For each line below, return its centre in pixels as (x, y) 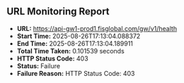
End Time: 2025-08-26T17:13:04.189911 (75, 43)
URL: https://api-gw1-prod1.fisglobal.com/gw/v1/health (97, 28)
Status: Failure (39, 65)
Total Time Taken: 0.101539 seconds (70, 51)
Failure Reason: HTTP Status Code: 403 (76, 73)
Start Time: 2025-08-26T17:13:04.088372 (79, 36)
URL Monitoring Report (58, 12)
